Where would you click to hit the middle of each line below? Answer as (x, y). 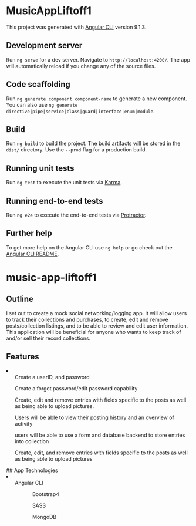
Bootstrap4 (46, 494)
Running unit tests (40, 168)
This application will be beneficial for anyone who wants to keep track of (94, 332)
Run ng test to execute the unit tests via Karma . (64, 183)
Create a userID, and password (52, 377)
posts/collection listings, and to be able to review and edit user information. (97, 326)
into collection (32, 441)
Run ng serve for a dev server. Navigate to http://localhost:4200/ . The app (98, 59)
